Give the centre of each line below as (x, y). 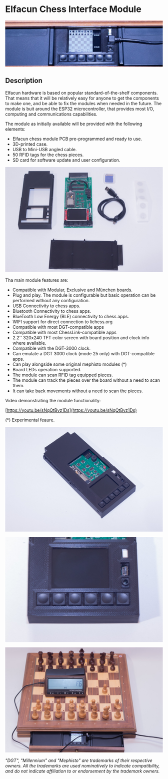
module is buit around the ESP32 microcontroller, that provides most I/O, (80, 109)
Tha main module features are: (37, 280)
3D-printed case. (30, 144)
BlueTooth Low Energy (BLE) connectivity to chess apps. (70, 316)
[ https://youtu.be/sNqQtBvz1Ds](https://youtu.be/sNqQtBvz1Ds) (71, 410)
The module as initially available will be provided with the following (74, 124)
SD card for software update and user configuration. (66, 160)
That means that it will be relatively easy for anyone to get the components (82, 98)
